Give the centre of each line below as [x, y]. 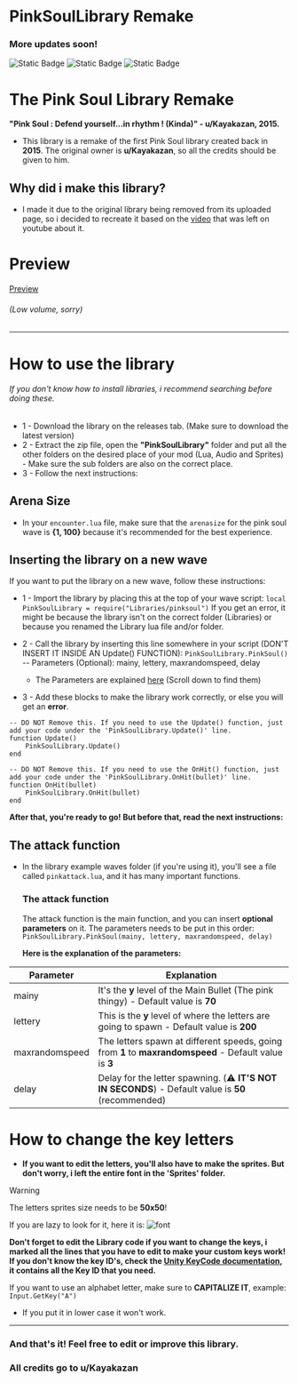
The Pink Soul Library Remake [122, 99]
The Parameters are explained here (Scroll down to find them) [148, 680]
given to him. [46, 160]
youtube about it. [53, 228]
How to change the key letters [122, 1139]
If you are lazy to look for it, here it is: [77, 1225]
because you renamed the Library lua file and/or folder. [123, 627]
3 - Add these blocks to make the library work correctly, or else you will [153, 697]
